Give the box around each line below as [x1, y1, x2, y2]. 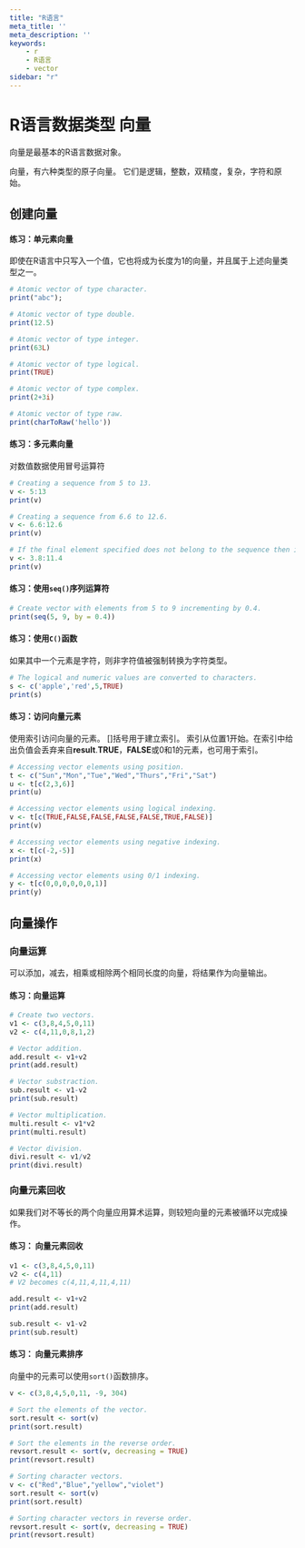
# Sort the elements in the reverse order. [9, 1439, 177, 1448]
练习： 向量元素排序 [9, 1349, 84, 1360]
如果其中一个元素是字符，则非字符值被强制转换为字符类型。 [9, 655, 232, 666]
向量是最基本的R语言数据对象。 [9, 147, 127, 157]
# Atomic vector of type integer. [9, 334, 141, 344]
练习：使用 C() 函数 [9, 633, 78, 644]
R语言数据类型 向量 [9, 115, 152, 135]
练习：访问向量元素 [9, 711, 82, 722]
